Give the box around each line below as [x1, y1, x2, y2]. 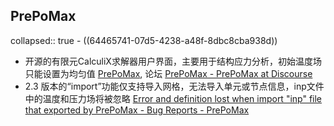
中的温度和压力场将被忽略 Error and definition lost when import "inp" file [24, 92, 323, 104]
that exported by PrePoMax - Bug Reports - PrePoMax [24, 104, 250, 116]
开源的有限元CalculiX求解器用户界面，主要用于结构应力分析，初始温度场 [24, 55, 322, 67]
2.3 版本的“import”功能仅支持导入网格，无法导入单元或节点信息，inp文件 [24, 80, 325, 92]
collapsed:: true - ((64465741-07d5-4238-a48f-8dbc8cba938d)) [10, 34, 278, 46]
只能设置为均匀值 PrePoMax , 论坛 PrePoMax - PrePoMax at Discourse [24, 67, 313, 79]
